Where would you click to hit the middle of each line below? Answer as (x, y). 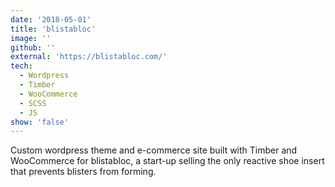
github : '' (33, 47)
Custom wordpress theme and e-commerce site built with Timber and (154, 150)
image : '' (31, 38)
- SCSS (33, 103)
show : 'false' (40, 122)
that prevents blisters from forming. (83, 172)
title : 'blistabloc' (53, 29)
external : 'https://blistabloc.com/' (89, 57)
